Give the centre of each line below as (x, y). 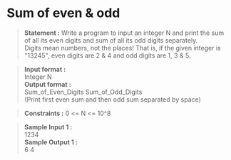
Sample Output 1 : (51, 142)
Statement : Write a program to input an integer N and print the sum (124, 33)
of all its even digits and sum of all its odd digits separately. (111, 40)
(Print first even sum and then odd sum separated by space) (112, 99)
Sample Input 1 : (48, 127)
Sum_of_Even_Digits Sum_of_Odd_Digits (83, 92)
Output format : (48, 84)
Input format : (45, 69)
